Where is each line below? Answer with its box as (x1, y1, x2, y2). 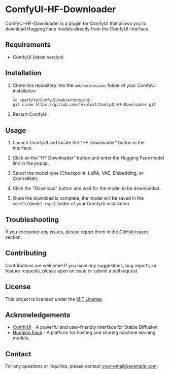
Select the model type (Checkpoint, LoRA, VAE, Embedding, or (12, 170, 144, 176)
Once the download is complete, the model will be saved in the (12, 195, 144, 201)
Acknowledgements (5, 310, 71, 319)
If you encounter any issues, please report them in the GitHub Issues (5, 229, 149, 235)
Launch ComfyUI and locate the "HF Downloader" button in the (12, 140, 145, 146)
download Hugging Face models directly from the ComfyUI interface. (5, 25, 150, 32)
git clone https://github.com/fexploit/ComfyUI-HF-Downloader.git (12, 102, 156, 107)
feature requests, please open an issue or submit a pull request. (5, 268, 139, 274)
